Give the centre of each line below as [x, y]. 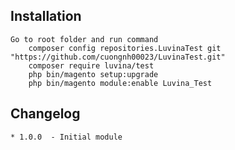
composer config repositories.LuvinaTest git [125, 48]
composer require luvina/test [91, 65]
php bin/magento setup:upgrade [93, 74]
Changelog [45, 114]
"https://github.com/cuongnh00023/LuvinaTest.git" [118, 57]
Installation [46, 16]
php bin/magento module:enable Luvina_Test [120, 83]
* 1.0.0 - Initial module [66, 137]
